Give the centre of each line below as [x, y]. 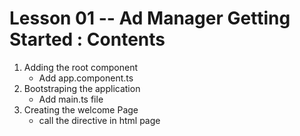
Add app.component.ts [86, 78]
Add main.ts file [71, 99]
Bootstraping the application [82, 88]
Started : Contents [87, 39]
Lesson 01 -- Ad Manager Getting [150, 18]
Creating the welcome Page [81, 109]
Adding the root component [80, 67]
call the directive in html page [99, 120]
